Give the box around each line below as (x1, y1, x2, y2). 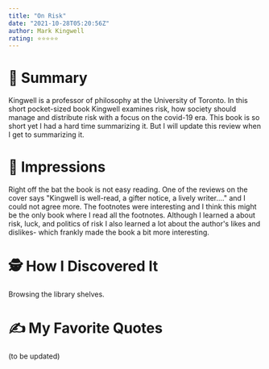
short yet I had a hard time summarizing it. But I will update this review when (8, 122, 262, 131)
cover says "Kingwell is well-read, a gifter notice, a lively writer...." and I (8, 193, 246, 203)
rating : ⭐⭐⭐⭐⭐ (8, 34, 59, 43)
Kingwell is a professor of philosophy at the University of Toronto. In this (8, 96, 248, 106)
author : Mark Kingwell (8, 27, 85, 35)
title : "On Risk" (8, 11, 67, 20)
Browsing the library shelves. (8, 289, 105, 299)
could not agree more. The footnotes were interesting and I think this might (8, 202, 257, 212)
